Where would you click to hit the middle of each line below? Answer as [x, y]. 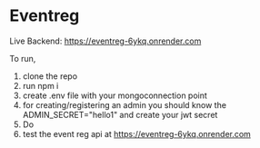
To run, [23, 58]
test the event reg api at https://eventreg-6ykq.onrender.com [137, 133]
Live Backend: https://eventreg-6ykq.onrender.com [105, 41]
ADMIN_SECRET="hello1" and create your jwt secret [120, 114]
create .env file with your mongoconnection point [115, 95]
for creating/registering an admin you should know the [125, 104]
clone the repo [50, 76]
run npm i [40, 85]
